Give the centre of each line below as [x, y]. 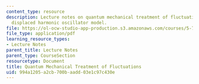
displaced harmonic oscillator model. [60, 22]
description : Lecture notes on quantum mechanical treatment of [87, 17]
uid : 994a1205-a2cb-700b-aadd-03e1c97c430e [61, 72]
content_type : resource [36, 12]
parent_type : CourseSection [41, 56]
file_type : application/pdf [41, 34]
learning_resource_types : [38, 39]
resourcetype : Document [36, 61]
